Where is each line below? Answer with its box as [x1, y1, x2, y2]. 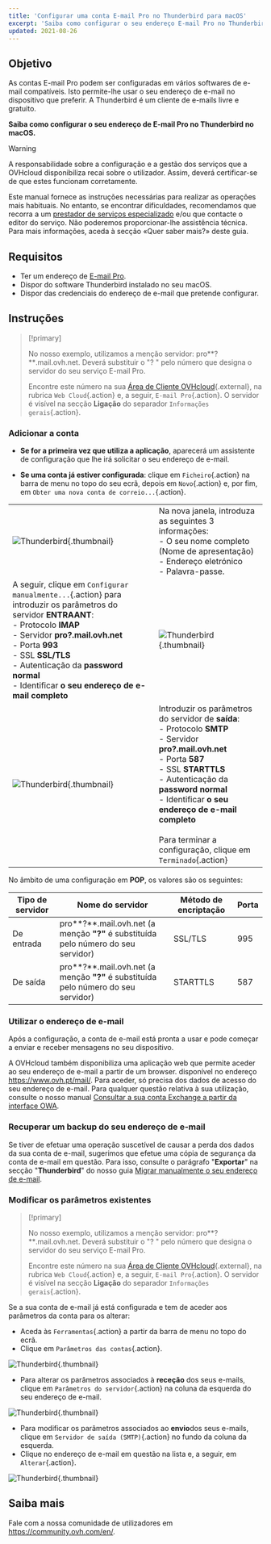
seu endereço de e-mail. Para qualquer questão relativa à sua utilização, [8, 1084, 249, 1094]
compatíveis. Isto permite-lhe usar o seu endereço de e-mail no [23, 86, 236, 97]
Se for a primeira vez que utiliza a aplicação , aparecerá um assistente [19, 446, 256, 456]
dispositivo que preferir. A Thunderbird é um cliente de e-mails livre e [8, 95, 240, 105]
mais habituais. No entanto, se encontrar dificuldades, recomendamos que [8, 201, 256, 211]
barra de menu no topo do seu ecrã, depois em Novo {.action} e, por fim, [19, 479, 258, 488]
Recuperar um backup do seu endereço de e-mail [8, 1121, 206, 1132]
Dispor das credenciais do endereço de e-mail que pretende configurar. [19, 288, 260, 298]
